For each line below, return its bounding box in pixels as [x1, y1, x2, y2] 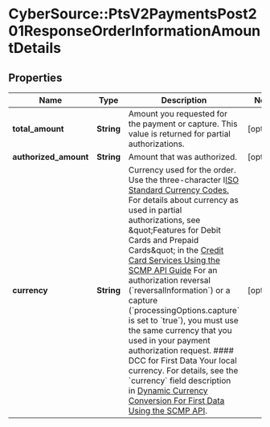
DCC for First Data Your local [128, 355, 237, 366]
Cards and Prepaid [128, 234, 199, 246]
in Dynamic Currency [128, 385, 208, 396]
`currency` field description [128, 375, 231, 386]
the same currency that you [128, 325, 232, 335]
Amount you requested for [128, 108, 227, 119]
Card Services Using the [128, 254, 221, 266]
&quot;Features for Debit [128, 225, 221, 235]
